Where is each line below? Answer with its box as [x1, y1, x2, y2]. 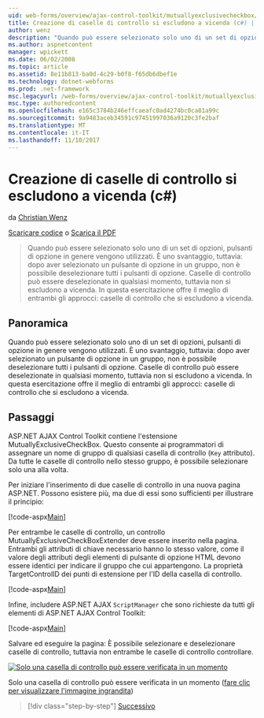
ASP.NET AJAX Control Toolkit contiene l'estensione [8, 431, 178, 441]
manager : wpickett [8, 48, 68, 56]
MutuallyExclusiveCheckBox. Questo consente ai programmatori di [8, 440, 224, 449]
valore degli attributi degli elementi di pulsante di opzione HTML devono [8, 552, 241, 562]
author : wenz [8, 26, 51, 34]
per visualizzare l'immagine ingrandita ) [8, 686, 134, 696]
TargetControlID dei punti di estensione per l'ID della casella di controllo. [8, 569, 242, 579]
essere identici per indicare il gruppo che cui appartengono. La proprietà [8, 561, 244, 571]
